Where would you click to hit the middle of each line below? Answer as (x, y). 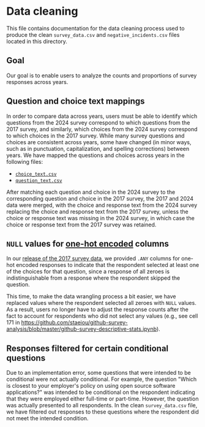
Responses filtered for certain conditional (88, 348)
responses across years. (37, 82)
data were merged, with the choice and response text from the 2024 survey (102, 205)
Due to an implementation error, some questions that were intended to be (99, 373)
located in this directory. (37, 41)
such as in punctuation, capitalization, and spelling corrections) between (98, 148)
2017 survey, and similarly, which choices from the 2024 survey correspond (102, 129)
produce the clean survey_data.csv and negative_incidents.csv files (93, 34)
